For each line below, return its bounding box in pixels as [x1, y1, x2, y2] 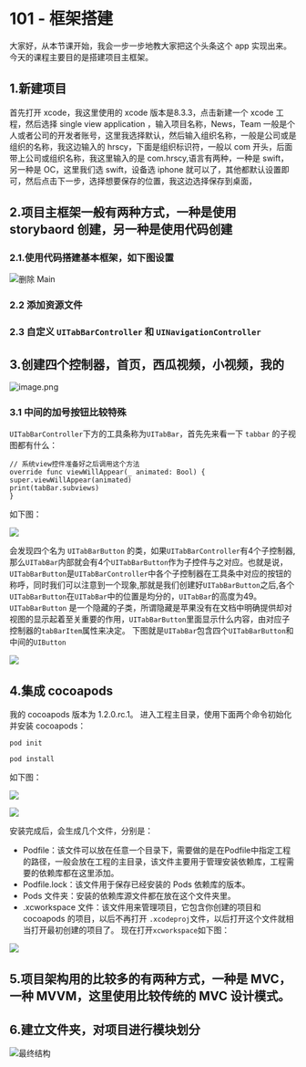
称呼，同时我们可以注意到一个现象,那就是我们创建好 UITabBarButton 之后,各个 [9, 580, 295, 591]
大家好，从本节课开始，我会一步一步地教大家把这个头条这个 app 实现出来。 [9, 40, 291, 51]
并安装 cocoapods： [9, 720, 87, 731]
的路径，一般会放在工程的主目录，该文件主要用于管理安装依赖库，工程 [22, 856, 287, 867]
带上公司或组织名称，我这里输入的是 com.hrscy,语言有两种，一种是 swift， [9, 152, 290, 163]
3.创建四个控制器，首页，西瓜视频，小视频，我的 [9, 357, 285, 372]
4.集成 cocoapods [9, 683, 114, 698]
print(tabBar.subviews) [9, 484, 100, 493]
